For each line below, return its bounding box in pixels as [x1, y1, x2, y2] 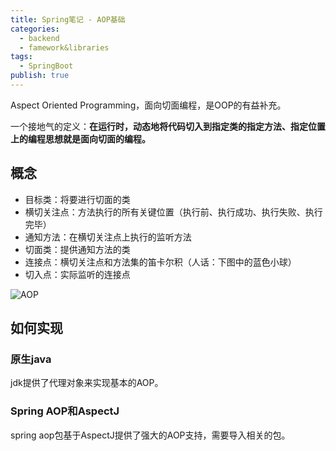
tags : [10, 52, 33, 62]
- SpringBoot [19, 61, 74, 71]
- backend [19, 33, 60, 43]
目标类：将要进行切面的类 [24, 193, 131, 205]
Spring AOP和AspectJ [10, 404, 120, 418]
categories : [10, 24, 60, 34]
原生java [10, 352, 52, 366]
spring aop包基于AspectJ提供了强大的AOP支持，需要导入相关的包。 [10, 429, 291, 441]
